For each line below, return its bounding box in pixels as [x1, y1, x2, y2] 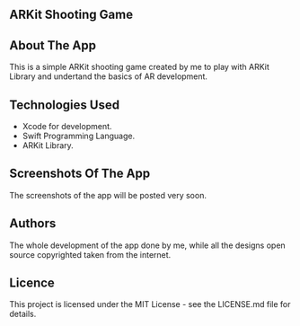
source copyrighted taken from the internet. [9, 249, 172, 260]
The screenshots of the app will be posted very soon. [9, 189, 207, 200]
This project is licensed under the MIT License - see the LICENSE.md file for [9, 299, 291, 310]
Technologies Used [9, 97, 119, 112]
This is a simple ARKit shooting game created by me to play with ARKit [9, 62, 269, 73]
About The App [9, 38, 97, 53]
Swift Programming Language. [22, 130, 136, 142]
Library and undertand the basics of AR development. [9, 71, 208, 82]
